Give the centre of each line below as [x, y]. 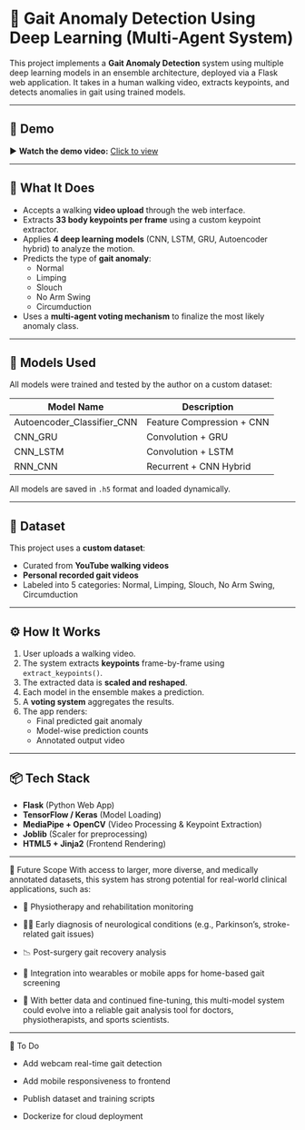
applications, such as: [50, 888]
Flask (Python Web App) [69, 805]
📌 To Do [24, 1046]
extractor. [40, 229]
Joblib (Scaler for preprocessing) [85, 834]
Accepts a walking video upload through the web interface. [134, 210]
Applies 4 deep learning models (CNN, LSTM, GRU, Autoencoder [145, 239]
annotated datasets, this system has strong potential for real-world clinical [148, 879]
